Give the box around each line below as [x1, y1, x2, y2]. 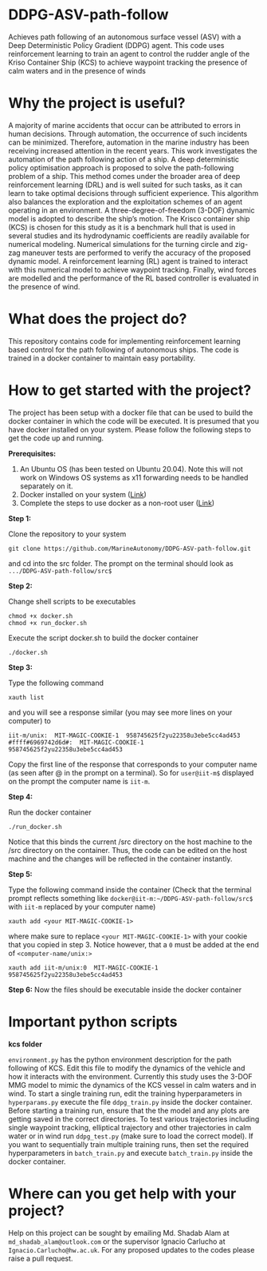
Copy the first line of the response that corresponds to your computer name [8, 759, 257, 769]
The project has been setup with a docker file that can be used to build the [8, 408, 253, 417]
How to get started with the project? [8, 381, 252, 399]
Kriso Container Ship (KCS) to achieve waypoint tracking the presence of [8, 58, 248, 67]
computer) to [8, 715, 52, 725]
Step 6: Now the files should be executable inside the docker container [8, 985, 241, 994]
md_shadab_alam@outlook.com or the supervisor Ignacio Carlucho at [8, 1237, 226, 1246]
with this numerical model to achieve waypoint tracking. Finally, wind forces [8, 265, 257, 274]
